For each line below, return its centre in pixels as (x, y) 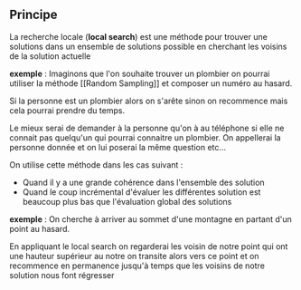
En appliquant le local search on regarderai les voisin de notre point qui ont (149, 246)
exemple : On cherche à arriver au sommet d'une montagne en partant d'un (150, 219)
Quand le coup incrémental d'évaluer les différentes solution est (141, 192)
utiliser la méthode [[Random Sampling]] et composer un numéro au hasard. (151, 83)
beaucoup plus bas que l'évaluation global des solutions (127, 201)
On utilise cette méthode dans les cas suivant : (96, 164)
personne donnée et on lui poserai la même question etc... (118, 147)
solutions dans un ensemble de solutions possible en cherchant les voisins (148, 46)
